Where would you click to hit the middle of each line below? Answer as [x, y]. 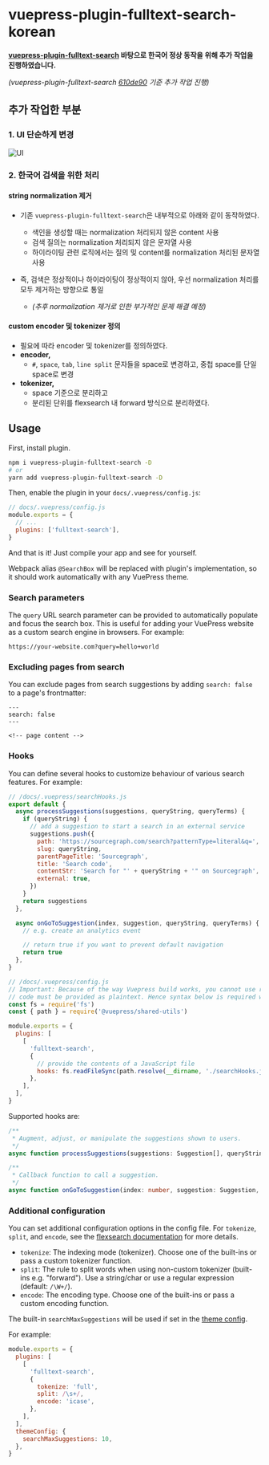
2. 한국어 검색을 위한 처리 [54, 175]
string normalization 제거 [50, 196]
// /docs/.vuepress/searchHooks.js [68, 796]
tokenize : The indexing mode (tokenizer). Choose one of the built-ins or [139, 1252]
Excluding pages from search [66, 666]
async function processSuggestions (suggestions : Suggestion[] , [116, 1154]
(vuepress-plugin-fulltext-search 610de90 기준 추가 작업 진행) [109, 82]
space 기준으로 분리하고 [70, 393]
